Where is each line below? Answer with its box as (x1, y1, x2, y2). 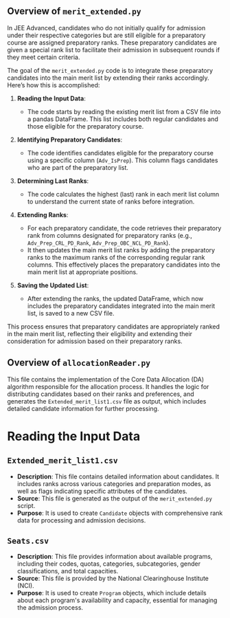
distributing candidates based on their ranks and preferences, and (7, 390, 194, 398)
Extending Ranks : (16, 210, 69, 219)
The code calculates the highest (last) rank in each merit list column (27, 190, 220, 198)
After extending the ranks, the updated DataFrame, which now (27, 294, 204, 302)
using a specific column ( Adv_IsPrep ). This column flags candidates (27, 156, 218, 164)
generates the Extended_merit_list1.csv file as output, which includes (7, 397, 207, 405)
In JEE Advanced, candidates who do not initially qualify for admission (7, 23, 206, 32)
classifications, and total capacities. (16, 567, 119, 575)
